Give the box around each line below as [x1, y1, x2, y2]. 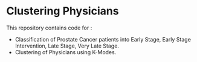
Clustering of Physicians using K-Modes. [15, 48, 117, 55]
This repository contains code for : [6, 24, 92, 31]
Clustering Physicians [6, 4, 119, 18]
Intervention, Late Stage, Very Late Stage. [15, 42, 120, 49]
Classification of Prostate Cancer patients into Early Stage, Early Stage [15, 36, 192, 43]
